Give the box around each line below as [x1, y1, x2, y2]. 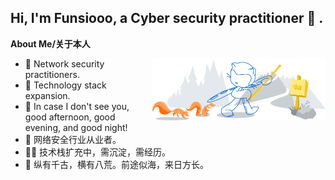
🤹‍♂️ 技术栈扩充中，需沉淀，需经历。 [24, 146, 172, 158]
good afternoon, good [24, 111, 116, 123]
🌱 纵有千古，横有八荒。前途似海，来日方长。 [24, 158, 209, 170]
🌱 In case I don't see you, [24, 100, 130, 112]
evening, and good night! [24, 121, 128, 133]
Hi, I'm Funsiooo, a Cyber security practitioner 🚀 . [10, 10, 324, 27]
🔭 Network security [24, 57, 105, 70]
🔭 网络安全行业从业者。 [24, 133, 122, 145]
